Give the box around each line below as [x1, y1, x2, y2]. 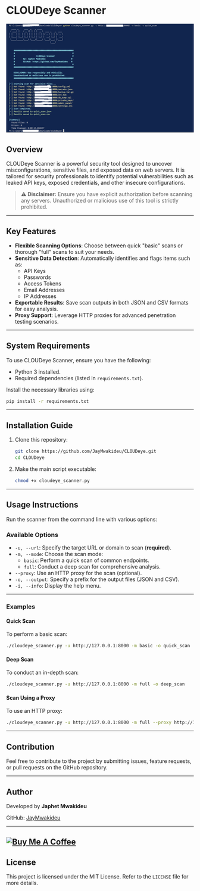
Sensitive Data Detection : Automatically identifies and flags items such [14, 254, 190, 262]
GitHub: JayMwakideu [6, 814, 61, 821]
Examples [6, 603, 36, 611]
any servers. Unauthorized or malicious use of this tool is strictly [20, 197, 179, 204]
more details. [6, 880, 39, 887]
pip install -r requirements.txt [6, 398, 89, 404]
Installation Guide [6, 421, 73, 430]
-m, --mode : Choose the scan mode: [14, 551, 104, 558]
